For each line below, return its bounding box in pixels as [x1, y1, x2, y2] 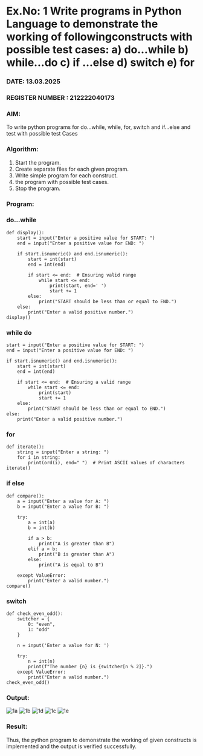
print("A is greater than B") [38, 541, 115, 547]
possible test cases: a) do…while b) [6, 43, 189, 57]
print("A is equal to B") [38, 562, 104, 568]
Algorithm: [6, 145, 39, 154]
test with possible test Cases [6, 130, 78, 137]
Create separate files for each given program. [14, 165, 129, 173]
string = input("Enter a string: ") [17, 449, 110, 455]
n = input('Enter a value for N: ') [17, 643, 110, 649]
